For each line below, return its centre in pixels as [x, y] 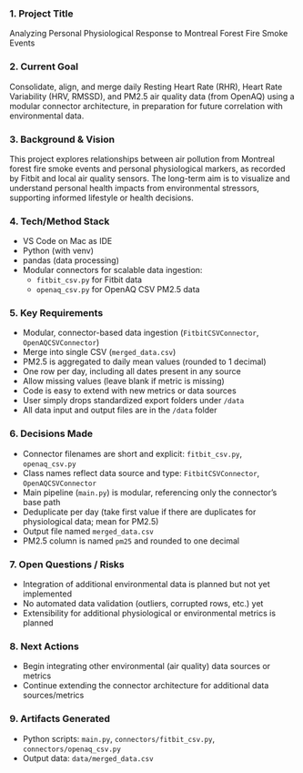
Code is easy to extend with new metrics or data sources [129, 391]
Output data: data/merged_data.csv [88, 758]
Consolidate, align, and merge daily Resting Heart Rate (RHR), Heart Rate [146, 86]
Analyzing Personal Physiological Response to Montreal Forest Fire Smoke [149, 34]
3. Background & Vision [62, 139]
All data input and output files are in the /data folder [120, 410]
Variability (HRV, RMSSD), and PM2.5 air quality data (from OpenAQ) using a [152, 96]
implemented [47, 594]
